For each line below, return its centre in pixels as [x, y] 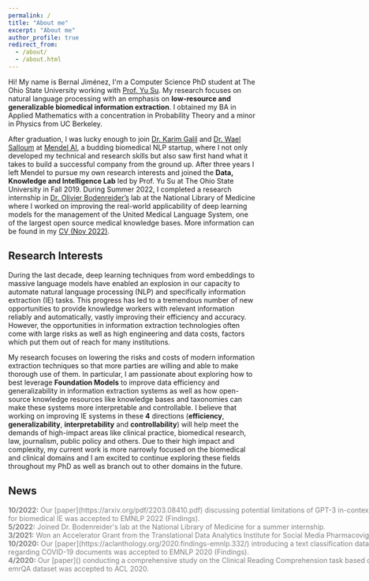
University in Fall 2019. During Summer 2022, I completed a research [120, 189]
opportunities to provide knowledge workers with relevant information [121, 308]
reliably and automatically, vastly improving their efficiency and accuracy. [127, 317]
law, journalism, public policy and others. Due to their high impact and [121, 441]
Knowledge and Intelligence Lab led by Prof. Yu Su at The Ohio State [121, 181]
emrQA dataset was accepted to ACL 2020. [79, 568]
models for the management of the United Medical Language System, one [128, 214]
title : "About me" [38, 23]
